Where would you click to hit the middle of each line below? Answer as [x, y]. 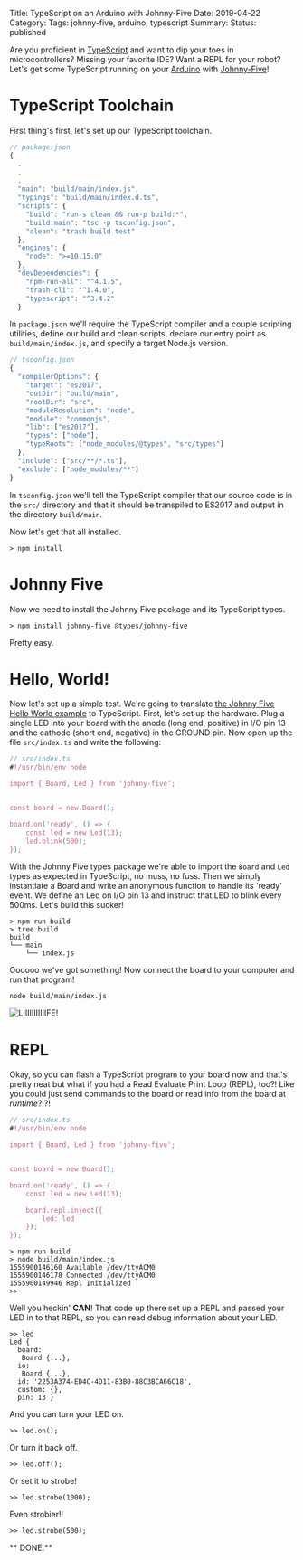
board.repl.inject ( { [64, 1210]
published [28, 32]
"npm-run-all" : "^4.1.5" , [75, 281]
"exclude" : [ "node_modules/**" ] [79, 469]
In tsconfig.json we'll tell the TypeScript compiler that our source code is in [151, 495]
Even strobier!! [37, 1515]
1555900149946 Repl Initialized [70, 1283]
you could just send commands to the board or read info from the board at [148, 1094]
